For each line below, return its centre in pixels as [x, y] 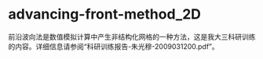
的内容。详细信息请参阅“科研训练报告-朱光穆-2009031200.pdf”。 [114, 46]
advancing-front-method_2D [105, 14]
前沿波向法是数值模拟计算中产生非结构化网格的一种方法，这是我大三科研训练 [132, 36]
